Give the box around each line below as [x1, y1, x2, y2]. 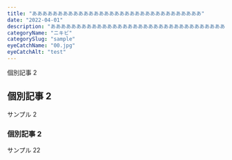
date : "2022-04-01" [7, 17, 64, 23]
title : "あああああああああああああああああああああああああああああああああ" [7, 10, 205, 17]
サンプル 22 [7, 146, 41, 154]
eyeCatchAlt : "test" [7, 49, 67, 56]
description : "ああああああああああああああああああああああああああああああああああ [7, 23, 226, 30]
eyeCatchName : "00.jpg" [7, 42, 76, 49]
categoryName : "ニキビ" [7, 29, 72, 37]
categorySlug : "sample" [7, 36, 76, 43]
